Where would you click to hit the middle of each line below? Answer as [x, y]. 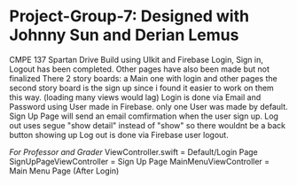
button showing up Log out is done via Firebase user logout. [119, 135]
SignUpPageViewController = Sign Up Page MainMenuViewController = [140, 161]
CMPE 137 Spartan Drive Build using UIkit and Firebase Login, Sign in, [137, 59]
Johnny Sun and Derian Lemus [124, 35]
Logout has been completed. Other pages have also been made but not [140, 69]
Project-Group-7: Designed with [129, 16]
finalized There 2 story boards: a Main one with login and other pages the [143, 78]
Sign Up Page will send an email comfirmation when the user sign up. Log [144, 116]
